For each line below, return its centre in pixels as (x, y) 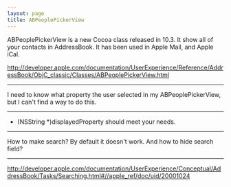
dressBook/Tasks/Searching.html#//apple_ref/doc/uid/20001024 (99, 175)
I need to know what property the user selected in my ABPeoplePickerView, (114, 94)
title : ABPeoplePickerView (46, 20)
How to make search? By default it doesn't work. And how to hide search (110, 141)
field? (15, 148)
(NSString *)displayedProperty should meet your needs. (96, 122)
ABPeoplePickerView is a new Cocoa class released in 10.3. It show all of (110, 39)
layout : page (26, 13)
